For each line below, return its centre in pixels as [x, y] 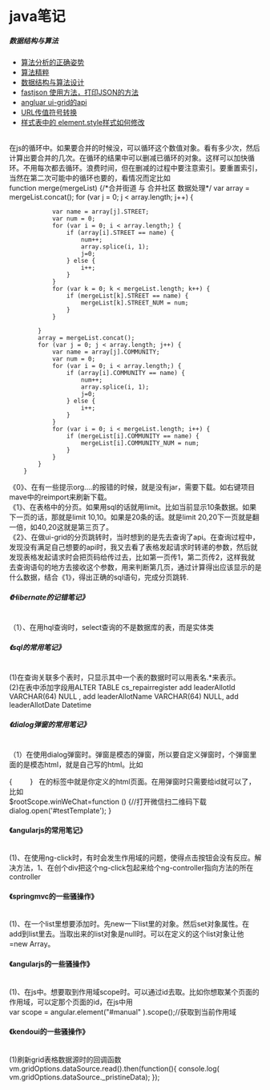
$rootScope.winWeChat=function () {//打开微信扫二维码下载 [108, 801]
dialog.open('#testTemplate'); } [60, 811]
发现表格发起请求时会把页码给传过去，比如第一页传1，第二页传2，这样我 [129, 557]
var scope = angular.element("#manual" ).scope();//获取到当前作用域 [123, 1011]
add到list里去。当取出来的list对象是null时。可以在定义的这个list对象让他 [127, 934]
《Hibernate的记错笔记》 [49, 597]
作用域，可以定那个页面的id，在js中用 [71, 1002]
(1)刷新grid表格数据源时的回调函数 [65, 1060]
